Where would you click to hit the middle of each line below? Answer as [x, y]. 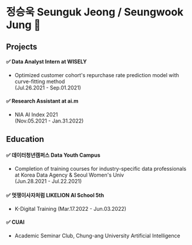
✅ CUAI [15, 222]
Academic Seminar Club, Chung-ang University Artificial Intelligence [97, 236]
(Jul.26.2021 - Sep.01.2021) [48, 87]
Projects [22, 47]
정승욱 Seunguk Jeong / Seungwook [95, 12]
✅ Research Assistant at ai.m [42, 101]
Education [25, 139]
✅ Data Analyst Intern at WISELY [46, 62]
